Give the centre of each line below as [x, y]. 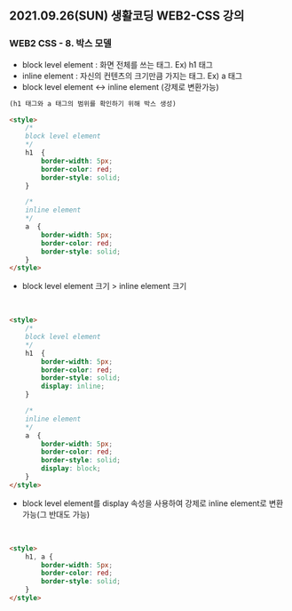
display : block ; [71, 469]
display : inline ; [73, 386]
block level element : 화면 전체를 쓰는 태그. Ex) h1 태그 [117, 64]
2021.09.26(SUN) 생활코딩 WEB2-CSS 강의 [127, 16]
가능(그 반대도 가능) [56, 514]
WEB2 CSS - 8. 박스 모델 [61, 44]
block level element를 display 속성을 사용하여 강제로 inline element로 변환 [153, 503]
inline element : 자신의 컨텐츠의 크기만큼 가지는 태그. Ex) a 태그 [132, 76]
